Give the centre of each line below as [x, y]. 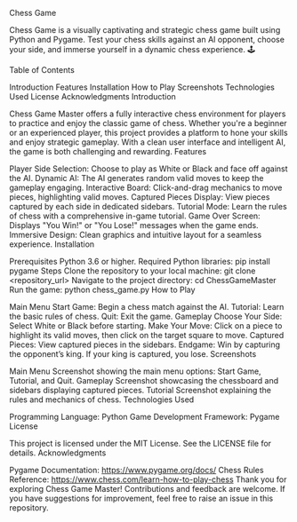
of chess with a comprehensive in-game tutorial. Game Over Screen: [135, 216]
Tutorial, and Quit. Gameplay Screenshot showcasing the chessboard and [144, 380]
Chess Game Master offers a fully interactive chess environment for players [148, 114]
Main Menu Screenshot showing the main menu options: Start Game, [135, 371]
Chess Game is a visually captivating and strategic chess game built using [145, 30]
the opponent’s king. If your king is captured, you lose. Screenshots [133, 354]
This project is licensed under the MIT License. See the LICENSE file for [140, 443]
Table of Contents [42, 70]
